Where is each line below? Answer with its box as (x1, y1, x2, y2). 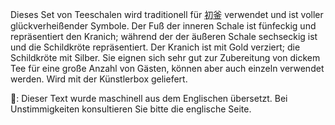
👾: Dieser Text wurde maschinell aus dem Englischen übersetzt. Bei (10, 93, 288, 104)
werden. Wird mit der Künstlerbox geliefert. (10, 73, 188, 85)
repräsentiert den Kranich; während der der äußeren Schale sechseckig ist (10, 31, 318, 42)
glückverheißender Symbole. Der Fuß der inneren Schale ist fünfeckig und (10, 20, 317, 32)
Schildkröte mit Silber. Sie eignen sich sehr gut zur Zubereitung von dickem (10, 52, 321, 63)
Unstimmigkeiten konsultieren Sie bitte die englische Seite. (10, 103, 252, 115)
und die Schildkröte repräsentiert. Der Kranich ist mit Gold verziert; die (10, 41, 301, 53)
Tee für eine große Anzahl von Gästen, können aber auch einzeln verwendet (10, 63, 325, 74)
